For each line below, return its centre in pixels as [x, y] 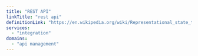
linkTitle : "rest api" [34, 17]
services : [18, 28]
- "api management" [35, 44]
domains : [17, 38]
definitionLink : [26, 22]
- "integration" [31, 33]
